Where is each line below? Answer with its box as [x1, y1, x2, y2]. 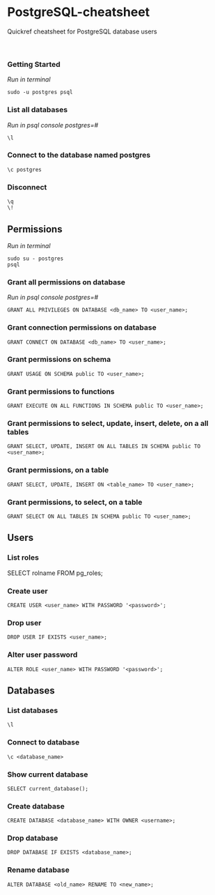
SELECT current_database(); [7, 785, 89, 792]
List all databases [7, 105, 68, 115]
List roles [7, 553, 40, 563]
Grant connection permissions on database [7, 323, 157, 332]
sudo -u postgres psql [7, 89, 73, 96]
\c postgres [7, 166, 42, 173]
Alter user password [7, 650, 78, 659]
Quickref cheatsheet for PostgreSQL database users [7, 27, 158, 36]
